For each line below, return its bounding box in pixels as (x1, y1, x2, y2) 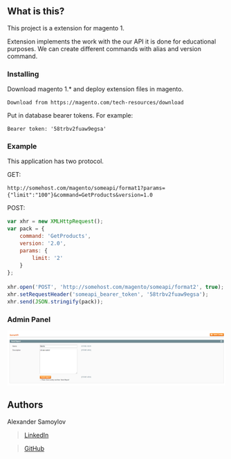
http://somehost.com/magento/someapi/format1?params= (7, 185, 166, 192)
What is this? (7, 6, 65, 17)
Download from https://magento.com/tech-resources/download (7, 100, 185, 106)
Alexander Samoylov (7, 418, 66, 426)
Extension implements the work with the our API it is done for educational (7, 37, 216, 46)
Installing (7, 69, 39, 79)
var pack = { (7, 225, 45, 232)
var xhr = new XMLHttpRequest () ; (7, 218, 104, 225)
